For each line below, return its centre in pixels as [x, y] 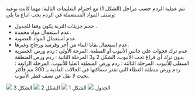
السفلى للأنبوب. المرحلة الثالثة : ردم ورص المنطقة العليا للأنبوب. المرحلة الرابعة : [102, 63]
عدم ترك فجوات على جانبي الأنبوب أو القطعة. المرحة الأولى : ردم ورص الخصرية [101, 51]
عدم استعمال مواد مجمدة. [43, 32]
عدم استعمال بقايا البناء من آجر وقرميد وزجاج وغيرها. [72, 44]
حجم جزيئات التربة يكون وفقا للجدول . [56, 26]
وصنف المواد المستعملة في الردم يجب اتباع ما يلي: [61, 15]
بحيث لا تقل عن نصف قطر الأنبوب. [52, 76]
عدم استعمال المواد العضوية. [46, 38]
